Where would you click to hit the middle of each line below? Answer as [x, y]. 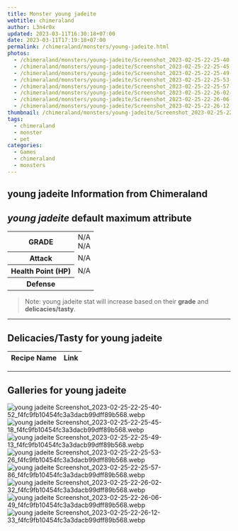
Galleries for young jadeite [67, 390]
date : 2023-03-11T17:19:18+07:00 [57, 40]
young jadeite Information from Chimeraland [107, 194]
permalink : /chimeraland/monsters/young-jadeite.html [89, 47]
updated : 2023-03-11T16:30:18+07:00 [61, 34]
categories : [25, 146]
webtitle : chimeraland [41, 21]
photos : [19, 54]
